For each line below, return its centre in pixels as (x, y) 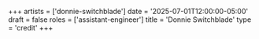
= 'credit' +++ (31, 28)
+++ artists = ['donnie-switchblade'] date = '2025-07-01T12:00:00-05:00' (128, 11)
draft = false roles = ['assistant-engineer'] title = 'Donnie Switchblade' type (130, 19)
